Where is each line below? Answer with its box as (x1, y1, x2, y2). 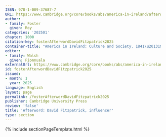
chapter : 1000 (5, 35, 35, 40)
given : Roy (9, 26, 32, 31)
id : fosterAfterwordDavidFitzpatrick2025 (5, 67, 92, 72)
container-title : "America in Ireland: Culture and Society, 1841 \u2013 (5, 44, 158, 49)
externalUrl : (5, 62, 32, 67)
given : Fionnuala (9, 58, 45, 63)
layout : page (5, 90, 32, 95)
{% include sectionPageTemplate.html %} (5, 126, 90, 132)
